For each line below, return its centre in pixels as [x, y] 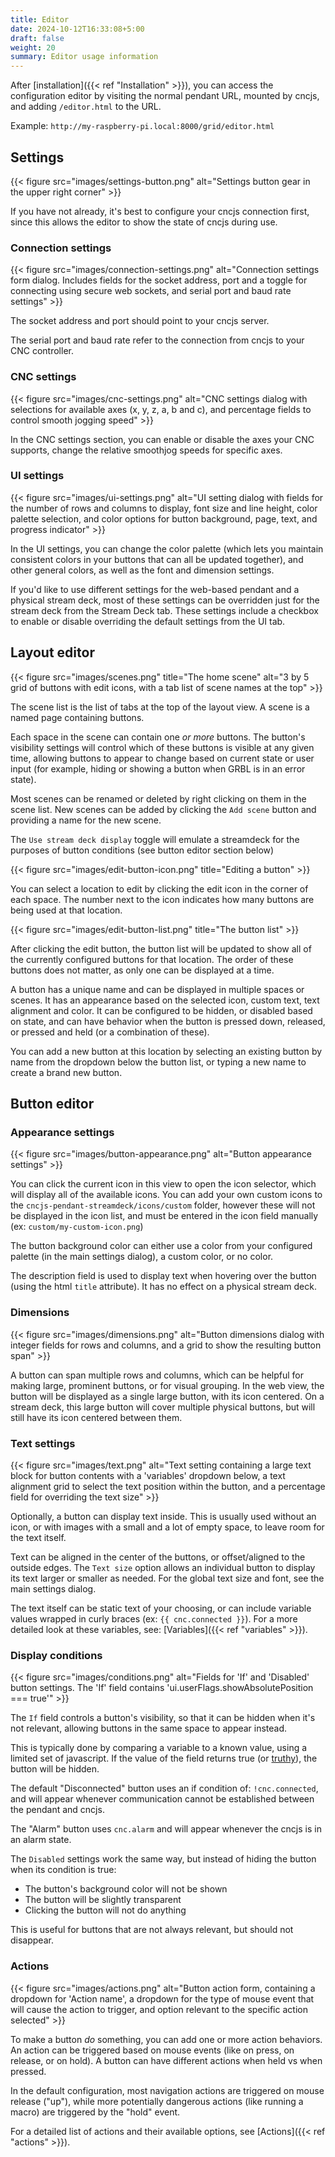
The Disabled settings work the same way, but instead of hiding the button [163, 1859]
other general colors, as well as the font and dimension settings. [142, 570]
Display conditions [56, 1655]
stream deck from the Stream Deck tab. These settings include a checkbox [164, 610]
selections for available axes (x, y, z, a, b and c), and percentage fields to [161, 409]
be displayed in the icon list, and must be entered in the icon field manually [164, 1216]
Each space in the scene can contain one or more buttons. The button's [158, 737]
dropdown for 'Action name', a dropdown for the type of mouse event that [162, 1998]
